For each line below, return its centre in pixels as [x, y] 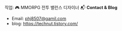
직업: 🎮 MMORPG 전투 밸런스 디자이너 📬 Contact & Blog [61, 7]
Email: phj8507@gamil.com [39, 18]
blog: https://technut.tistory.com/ [45, 24]
